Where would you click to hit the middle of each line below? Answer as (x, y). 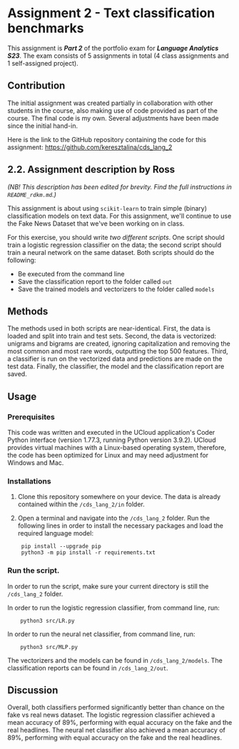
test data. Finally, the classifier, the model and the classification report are (116, 366)
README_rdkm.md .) (32, 194)
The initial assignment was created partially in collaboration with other (110, 103)
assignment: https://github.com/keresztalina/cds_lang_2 (90, 147)
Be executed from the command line (71, 273)
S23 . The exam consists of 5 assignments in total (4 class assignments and (118, 56)
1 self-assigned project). (43, 63)
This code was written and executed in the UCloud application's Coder (111, 433)
